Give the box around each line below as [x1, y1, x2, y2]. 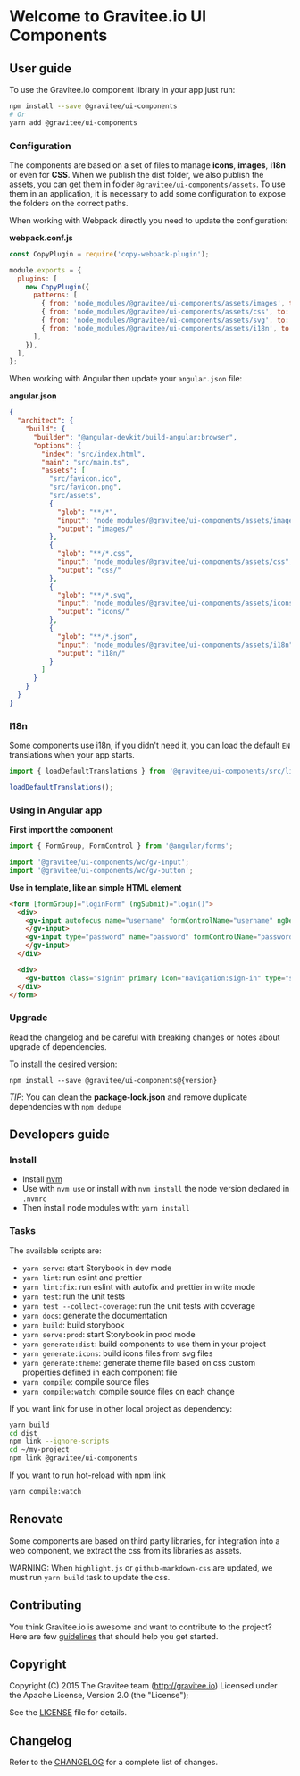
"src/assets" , [48, 491, 102, 500]
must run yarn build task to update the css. [9, 1571, 171, 1582]
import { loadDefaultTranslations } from [9, 767, 166, 776]
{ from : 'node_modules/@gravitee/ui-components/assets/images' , [41, 299, 286, 308]
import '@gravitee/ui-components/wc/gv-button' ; [9, 866, 194, 875]
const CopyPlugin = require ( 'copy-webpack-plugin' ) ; [9, 249, 210, 258]
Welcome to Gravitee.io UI [9, 6, 207, 27]
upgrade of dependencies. [9, 1041, 107, 1051]
